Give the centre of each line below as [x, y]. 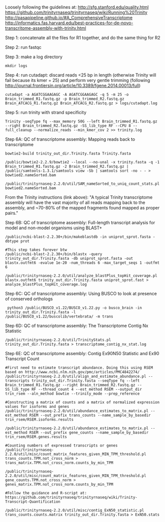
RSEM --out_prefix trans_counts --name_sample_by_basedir [90, 415]
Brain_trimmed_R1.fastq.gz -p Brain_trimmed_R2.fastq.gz [65, 99]
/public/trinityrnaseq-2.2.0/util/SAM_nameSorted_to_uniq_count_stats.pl [82, 184]
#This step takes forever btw [36, 250]
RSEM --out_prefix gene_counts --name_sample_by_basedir [89, 433]
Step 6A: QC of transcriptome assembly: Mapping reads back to [70, 139]
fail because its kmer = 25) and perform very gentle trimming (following [78, 80]
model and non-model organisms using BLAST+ [54, 228]
